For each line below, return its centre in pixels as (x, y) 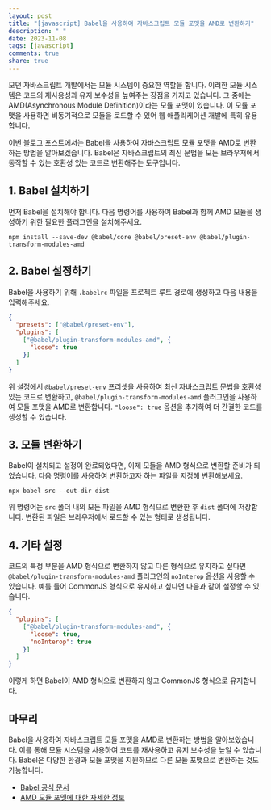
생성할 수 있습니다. (38, 416)
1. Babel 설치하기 (49, 191)
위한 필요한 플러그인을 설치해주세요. (86, 221)
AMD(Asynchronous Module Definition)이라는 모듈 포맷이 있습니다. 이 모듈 (128, 105)
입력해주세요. (29, 302)
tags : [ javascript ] (41, 46)
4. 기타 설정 (35, 545)
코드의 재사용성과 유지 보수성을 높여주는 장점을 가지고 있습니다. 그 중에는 (137, 95)
